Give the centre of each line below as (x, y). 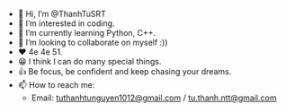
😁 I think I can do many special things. (89, 61)
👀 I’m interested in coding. (66, 23)
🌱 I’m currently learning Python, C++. (87, 33)
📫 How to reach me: (56, 85)
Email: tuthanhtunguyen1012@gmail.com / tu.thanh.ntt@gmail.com (154, 98)
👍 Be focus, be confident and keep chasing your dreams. (125, 71)
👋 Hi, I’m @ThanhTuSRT (62, 14)
